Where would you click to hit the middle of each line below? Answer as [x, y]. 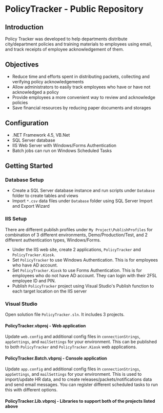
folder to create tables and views [45, 196]
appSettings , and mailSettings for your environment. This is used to [73, 374]
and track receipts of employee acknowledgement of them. [65, 49]
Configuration [27, 123]
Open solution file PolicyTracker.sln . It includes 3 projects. [65, 314]
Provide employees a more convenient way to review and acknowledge [84, 97]
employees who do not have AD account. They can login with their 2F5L [84, 275]
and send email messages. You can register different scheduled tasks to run [81, 385]
